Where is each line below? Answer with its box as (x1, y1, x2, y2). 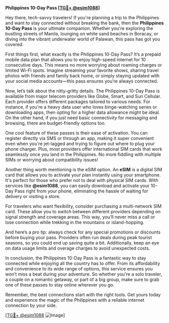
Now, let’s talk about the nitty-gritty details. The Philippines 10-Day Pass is (5, 88, 160, 94)
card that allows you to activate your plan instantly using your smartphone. (5, 172, 161, 178)
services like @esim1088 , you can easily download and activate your (5, 182, 150, 189)
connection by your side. (5, 302, 57, 308)
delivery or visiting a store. (5, 194, 61, 199)
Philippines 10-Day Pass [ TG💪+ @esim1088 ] (5, 5, 100, 11)
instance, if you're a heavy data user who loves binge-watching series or (5, 104, 157, 110)
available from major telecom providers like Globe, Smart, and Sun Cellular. (5, 94, 161, 99)
